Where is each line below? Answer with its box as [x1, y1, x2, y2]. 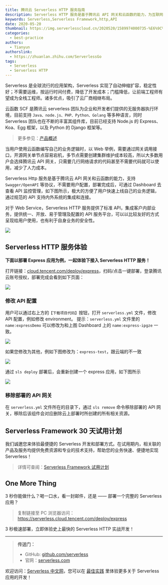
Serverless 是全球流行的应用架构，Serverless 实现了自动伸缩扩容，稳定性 [5, 82, 157, 88]
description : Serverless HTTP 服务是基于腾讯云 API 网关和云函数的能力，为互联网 [5, 12, 163, 17]
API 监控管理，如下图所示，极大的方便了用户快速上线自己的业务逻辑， [14, 188, 159, 194]
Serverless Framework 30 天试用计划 [5, 426, 122, 435]
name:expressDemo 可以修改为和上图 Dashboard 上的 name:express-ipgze [5, 322, 153, 328]
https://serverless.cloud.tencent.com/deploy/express [17, 516, 127, 522]
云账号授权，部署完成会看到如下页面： [5, 274, 84, 280]
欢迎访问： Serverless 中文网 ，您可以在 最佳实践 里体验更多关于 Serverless [5, 568, 159, 574]
